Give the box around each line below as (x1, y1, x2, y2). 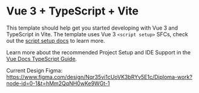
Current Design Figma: (6, 66, 63, 74)
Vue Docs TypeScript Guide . (6, 55, 77, 62)
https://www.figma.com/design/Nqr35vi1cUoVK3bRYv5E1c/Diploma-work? (6, 73, 192, 80)
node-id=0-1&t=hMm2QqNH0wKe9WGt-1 (6, 80, 110, 87)
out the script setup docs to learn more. (6, 37, 105, 44)
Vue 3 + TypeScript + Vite (6, 4, 139, 18)
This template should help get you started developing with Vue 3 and (6, 24, 178, 31)
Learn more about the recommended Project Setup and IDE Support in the (6, 48, 191, 56)
